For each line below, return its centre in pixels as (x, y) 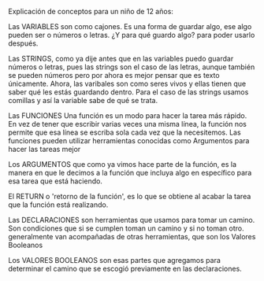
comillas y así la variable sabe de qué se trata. (83, 100)
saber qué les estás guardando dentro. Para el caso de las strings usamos (128, 92)
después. (23, 43)
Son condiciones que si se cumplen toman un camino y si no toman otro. (126, 228)
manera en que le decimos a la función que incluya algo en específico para (130, 173)
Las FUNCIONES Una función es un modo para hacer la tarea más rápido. (128, 116)
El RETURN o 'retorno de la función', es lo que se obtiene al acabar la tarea (130, 196)
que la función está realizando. (58, 205)
